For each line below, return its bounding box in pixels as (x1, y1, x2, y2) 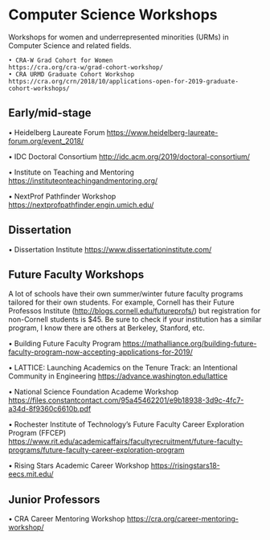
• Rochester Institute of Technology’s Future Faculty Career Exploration (8, 419, 245, 429)
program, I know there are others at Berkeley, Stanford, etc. (8, 323, 205, 333)
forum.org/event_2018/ (8, 136, 84, 145)
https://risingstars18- (150, 460, 221, 471)
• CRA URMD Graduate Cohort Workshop (8, 70, 135, 78)
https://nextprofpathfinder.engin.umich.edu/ (8, 199, 154, 210)
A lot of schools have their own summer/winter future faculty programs (8, 289, 243, 299)
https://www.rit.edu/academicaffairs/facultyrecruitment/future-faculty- (8, 436, 243, 447)
